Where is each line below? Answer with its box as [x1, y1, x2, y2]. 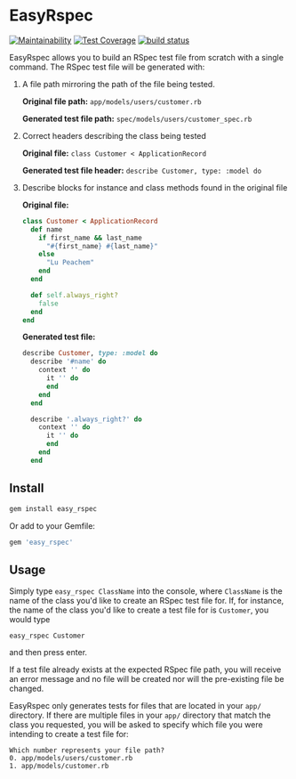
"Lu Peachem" [45, 258, 95, 267]
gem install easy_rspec [9, 504, 98, 513]
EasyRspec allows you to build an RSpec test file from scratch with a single [9, 52, 284, 62]
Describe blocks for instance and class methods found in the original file [21, 182, 288, 192]
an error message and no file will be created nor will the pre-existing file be [9, 674, 284, 685]
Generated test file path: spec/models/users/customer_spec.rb [21, 113, 252, 124]
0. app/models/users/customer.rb [9, 754, 133, 763]
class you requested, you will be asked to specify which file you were [9, 719, 264, 730]
